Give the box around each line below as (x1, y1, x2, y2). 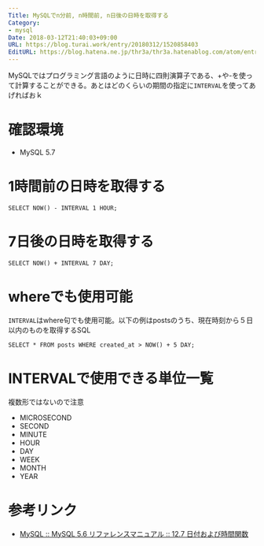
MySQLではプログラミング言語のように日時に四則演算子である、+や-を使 (8, 71, 246, 80)
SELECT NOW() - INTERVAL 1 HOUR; (8, 204, 118, 212)
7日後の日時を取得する (8, 233, 155, 251)
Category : (8, 19, 41, 27)
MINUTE (19, 429, 47, 439)
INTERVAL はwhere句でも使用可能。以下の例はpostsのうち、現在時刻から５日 (8, 315, 254, 325)
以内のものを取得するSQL (8, 325, 91, 335)
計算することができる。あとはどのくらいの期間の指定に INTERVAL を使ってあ (14, 80, 256, 90)
